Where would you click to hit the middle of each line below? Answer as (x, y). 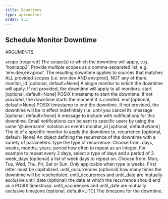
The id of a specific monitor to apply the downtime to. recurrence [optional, (83, 132)
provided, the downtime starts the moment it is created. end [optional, (78, 100)
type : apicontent (23, 15)
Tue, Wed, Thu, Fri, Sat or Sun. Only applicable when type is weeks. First (81, 164)
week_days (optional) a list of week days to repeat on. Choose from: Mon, (82, 159)
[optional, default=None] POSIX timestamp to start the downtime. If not (79, 94)
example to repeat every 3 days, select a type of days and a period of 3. (80, 153)
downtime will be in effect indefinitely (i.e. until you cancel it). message (79, 110)
